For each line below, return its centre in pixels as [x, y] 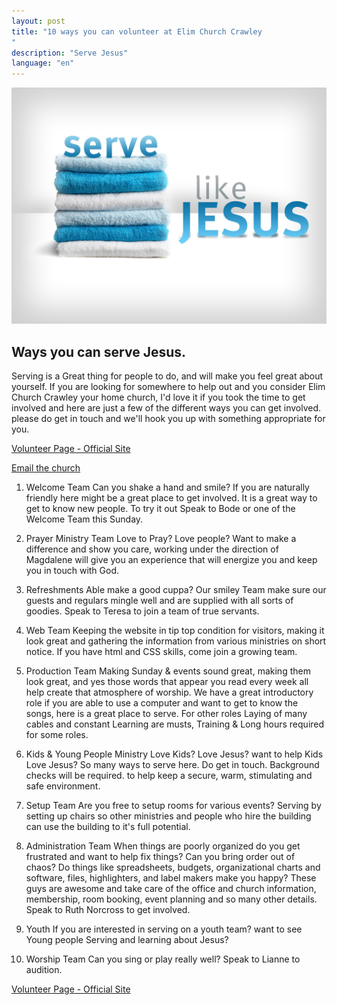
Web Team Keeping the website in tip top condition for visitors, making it [175, 630]
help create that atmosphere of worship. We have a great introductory [169, 692]
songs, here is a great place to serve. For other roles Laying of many [166, 713]
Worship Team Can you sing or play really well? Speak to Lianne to [163, 959]
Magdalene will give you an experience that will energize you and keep [171, 559]
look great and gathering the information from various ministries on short [176, 641]
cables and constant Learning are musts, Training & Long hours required [175, 724]
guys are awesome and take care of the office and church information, [171, 888]
